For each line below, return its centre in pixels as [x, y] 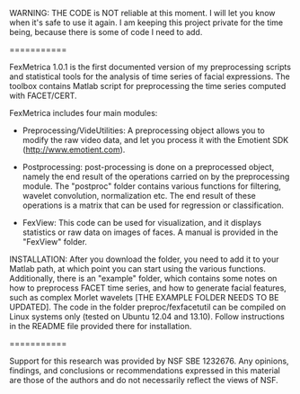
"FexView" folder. [55, 242]
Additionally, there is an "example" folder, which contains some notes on [143, 278]
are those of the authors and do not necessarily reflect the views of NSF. [144, 380]
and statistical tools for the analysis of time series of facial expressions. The [150, 76]
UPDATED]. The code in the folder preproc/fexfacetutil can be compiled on [148, 307]
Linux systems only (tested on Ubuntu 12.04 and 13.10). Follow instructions [147, 317]
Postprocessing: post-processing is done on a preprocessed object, [148, 167]
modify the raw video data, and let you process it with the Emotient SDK [155, 140]
